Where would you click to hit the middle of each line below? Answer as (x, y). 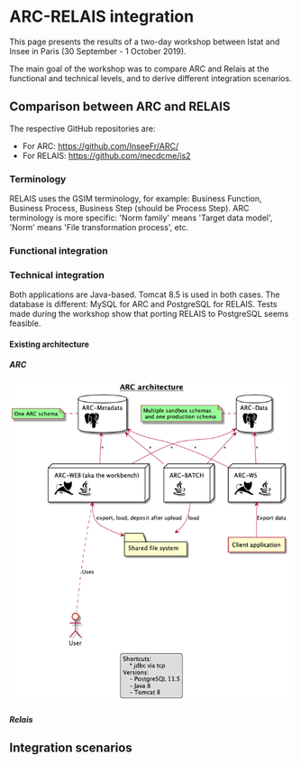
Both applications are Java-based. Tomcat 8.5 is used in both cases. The (145, 294)
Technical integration (57, 275)
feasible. (25, 323)
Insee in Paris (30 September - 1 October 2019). (98, 51)
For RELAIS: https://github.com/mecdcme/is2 (106, 155)
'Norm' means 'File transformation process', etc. (99, 228)
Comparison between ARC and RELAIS (120, 107)
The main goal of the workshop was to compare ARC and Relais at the (139, 69)
